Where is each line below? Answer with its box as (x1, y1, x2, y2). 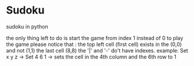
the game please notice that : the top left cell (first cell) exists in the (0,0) (6, 41, 182, 48)
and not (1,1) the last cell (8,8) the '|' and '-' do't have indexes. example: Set (6, 47, 188, 54)
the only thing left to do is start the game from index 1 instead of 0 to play (6, 34, 183, 41)
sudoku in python (6, 23, 49, 30)
